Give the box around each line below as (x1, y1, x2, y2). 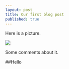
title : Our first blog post (5, 12, 64, 17)
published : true (5, 16, 39, 21)
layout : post (5, 7, 33, 12)
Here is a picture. (5, 30, 41, 36)
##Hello (5, 59, 22, 65)
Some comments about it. (5, 49, 59, 55)
